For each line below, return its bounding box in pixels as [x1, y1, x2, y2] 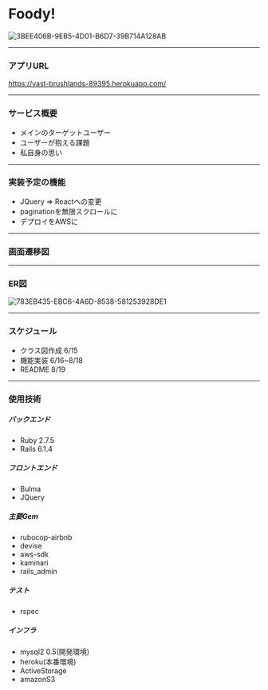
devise [19, 540, 42, 550]
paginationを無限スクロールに [19, 206, 118, 216]
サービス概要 [8, 108, 58, 119]
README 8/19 [19, 365, 66, 374]
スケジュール [8, 325, 57, 337]
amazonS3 [19, 675, 56, 684]
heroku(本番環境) [19, 657, 77, 667]
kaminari [19, 557, 49, 568]
